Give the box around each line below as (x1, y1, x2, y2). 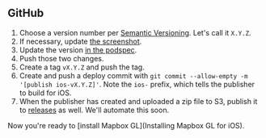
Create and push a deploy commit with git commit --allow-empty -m (19, 70, 248, 80)
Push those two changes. (19, 53, 104, 63)
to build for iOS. (19, 88, 72, 98)
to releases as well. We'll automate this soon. (19, 105, 170, 115)
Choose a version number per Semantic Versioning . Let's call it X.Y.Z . (19, 27, 251, 37)
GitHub (7, 6, 44, 20)
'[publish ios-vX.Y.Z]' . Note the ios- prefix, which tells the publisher (19, 79, 255, 89)
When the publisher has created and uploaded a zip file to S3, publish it (19, 96, 258, 106)
